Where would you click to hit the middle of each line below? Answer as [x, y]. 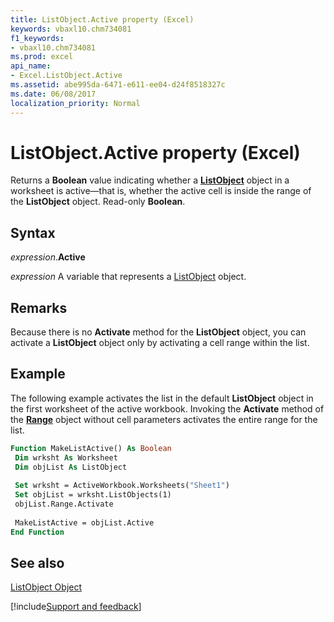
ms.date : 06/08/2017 [53, 94]
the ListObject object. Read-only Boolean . [98, 202]
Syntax [33, 232]
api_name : [31, 66]
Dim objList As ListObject [71, 467]
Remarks [39, 307]
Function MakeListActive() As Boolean [91, 448]
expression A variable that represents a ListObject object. [128, 277]
